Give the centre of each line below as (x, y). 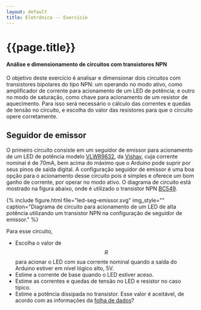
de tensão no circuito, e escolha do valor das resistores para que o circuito (100, 110)
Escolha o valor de (38, 243)
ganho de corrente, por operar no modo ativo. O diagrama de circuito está (99, 182)
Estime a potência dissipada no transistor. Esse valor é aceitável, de (100, 294)
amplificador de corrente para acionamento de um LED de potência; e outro (100, 91)
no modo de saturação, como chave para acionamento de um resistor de (97, 97)
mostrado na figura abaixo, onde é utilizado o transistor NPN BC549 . (92, 189)
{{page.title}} (41, 47)
